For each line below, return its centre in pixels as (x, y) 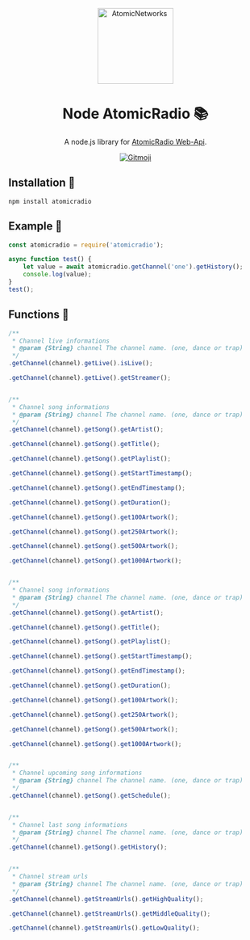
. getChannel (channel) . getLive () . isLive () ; (81, 364)
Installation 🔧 (42, 183)
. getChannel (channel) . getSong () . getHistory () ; (88, 847)
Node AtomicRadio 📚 (135, 114)
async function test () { (50, 259)
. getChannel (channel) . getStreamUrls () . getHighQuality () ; (106, 899)
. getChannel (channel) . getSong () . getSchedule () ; (90, 795)
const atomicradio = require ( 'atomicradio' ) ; (86, 245)
